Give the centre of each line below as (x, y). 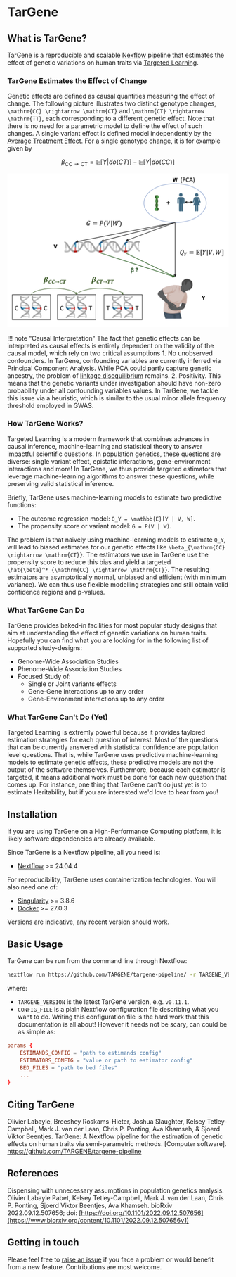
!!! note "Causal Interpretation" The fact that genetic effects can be (104, 338)
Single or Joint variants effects (72, 684)
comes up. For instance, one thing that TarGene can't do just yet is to (107, 784)
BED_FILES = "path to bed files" (69, 1068)
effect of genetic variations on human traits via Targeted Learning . (103, 63)
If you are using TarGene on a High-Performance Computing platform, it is (114, 832)
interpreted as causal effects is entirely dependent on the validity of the (111, 345)
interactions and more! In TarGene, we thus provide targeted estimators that (117, 469)
